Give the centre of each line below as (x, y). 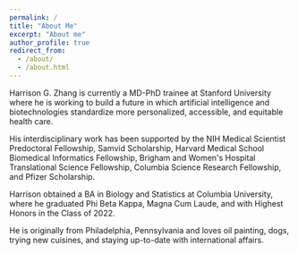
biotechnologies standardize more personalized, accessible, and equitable (146, 112)
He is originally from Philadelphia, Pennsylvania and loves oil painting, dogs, (149, 230)
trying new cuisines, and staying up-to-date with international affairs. (136, 240)
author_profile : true (50, 42)
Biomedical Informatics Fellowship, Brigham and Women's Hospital (132, 157)
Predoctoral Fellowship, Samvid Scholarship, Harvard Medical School (137, 148)
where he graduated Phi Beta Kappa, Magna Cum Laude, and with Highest (146, 203)
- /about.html (43, 68)
